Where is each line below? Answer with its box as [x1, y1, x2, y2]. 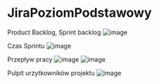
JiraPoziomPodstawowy [7, 5, 153, 21]
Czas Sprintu [7, 41, 45, 50]
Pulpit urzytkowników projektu [7, 69, 95, 77]
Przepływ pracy [7, 55, 53, 64]
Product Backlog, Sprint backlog [7, 28, 101, 36]
